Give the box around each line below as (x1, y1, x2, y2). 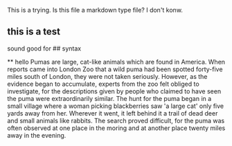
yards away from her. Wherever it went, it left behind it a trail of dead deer (7, 109, 218, 117)
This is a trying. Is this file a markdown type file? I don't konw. (7, 6, 184, 14)
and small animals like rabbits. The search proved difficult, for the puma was (7, 116, 225, 125)
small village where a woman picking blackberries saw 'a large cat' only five (7, 102, 224, 110)
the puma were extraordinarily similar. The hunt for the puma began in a (7, 94, 212, 102)
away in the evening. (7, 131, 66, 139)
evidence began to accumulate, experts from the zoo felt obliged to (7, 80, 199, 88)
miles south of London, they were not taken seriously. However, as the (7, 72, 208, 80)
